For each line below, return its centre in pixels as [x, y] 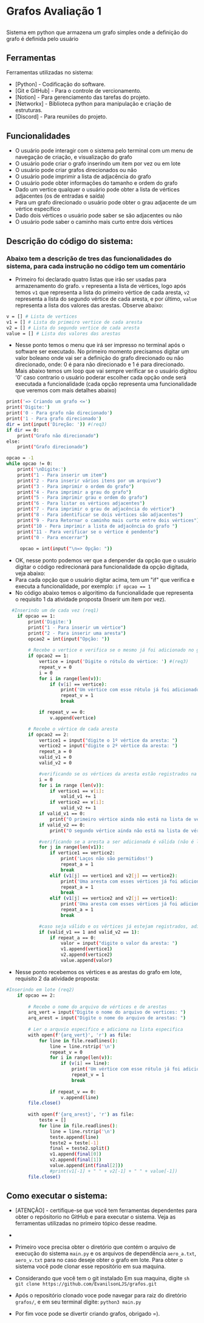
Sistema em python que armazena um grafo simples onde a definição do [97, 32]
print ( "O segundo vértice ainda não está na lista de [119, 831]
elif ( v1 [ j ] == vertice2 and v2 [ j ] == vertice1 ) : [114, 898]
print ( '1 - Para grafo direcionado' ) [54, 419]
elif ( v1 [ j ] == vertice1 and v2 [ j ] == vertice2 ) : [114, 876]
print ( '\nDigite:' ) [42, 470]
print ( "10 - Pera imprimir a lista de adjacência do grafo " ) [97, 526]
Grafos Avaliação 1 [54, 11]
